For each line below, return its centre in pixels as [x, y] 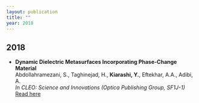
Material [26, 68]
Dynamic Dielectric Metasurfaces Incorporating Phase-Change [96, 62]
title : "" [19, 17]
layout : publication [32, 12]
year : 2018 [20, 23]
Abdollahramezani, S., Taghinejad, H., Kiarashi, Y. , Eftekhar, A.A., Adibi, [104, 75]
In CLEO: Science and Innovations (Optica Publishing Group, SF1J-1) [100, 87]
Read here [28, 94]
